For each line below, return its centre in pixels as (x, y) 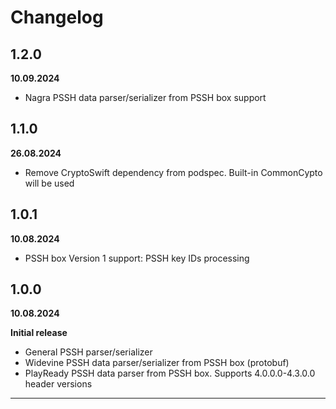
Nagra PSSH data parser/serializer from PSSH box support (145, 97)
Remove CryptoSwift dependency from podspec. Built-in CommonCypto (173, 172)
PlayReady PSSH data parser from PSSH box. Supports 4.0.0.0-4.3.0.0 (170, 373)
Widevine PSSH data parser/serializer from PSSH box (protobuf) (157, 363)
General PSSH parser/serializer (88, 352)
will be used (49, 183)
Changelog (57, 17)
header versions (58, 384)
